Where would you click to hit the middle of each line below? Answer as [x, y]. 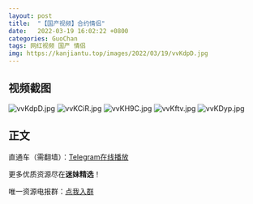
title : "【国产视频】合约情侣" [57, 23]
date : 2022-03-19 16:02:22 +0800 [69, 31]
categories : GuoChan [43, 38]
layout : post [30, 16]
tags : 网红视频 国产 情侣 [47, 46]
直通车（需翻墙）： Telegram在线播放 [69, 157]
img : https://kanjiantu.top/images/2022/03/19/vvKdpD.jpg [108, 53]
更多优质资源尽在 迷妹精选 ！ [55, 174]
